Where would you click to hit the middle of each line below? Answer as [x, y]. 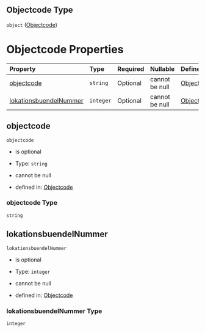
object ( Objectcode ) [32, 24]
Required [131, 68]
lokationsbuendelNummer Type [54, 311]
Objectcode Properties [65, 49]
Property [23, 68]
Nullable [163, 68]
